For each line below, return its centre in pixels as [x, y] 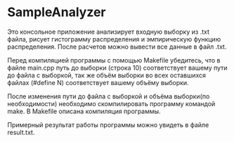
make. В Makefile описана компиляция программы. [84, 111]
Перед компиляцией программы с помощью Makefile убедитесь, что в [114, 60]
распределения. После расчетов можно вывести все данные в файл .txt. [117, 46]
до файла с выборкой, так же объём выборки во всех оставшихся [106, 75]
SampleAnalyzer [57, 12]
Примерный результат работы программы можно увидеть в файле [108, 124]
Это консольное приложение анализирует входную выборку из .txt [108, 32]
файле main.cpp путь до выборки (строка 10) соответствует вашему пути [117, 67]
